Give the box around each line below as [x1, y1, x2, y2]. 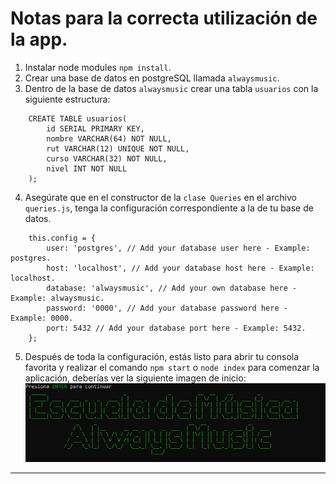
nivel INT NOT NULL [46, 163, 128, 174]
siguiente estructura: [24, 93, 111, 105]
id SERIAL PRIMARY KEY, [46, 123, 145, 134]
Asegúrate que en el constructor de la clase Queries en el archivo [24, 191, 297, 203]
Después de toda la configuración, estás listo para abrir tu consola [24, 350, 300, 362]
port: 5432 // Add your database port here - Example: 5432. [46, 323, 307, 333]
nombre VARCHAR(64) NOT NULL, [46, 133, 172, 144]
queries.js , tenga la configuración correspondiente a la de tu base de [24, 202, 314, 214]
